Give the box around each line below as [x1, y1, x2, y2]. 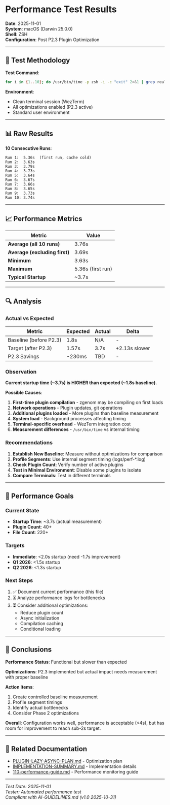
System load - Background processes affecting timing [12, 416, 126, 422]
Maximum [8, 265, 32, 272]
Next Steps [5, 577, 33, 584]
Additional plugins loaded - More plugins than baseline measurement [12, 410, 159, 416]
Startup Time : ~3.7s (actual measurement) [12, 518, 102, 524]
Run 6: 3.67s [5, 177, 35, 182]
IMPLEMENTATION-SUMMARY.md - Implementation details [12, 763, 137, 769]
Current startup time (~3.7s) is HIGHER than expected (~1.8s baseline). [5, 380, 157, 386]
